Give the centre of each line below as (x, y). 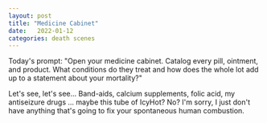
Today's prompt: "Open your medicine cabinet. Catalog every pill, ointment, (133, 61)
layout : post (30, 16)
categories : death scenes (51, 38)
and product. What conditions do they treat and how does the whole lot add (133, 70)
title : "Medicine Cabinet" (53, 23)
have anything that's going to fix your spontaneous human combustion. (127, 111)
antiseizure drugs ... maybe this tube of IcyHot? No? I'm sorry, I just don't (129, 102)
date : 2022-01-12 (41, 31)
